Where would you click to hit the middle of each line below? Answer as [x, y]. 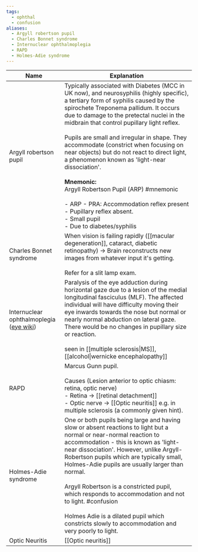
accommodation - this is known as [113, 442]
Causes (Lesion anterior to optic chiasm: [121, 380]
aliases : [17, 28]
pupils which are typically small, [138, 457]
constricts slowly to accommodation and [121, 523]
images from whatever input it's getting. [120, 258]
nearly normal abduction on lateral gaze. [120, 319]
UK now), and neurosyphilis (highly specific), [127, 93]
